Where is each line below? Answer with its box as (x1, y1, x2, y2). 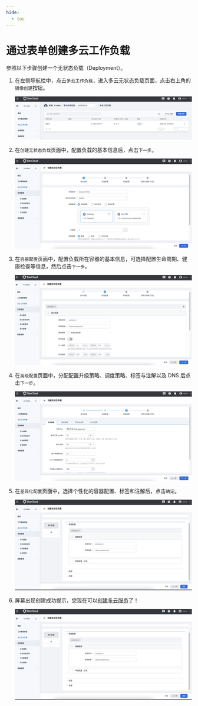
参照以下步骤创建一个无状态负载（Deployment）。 (6, 64, 126, 72)
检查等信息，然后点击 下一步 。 (19, 263, 90, 270)
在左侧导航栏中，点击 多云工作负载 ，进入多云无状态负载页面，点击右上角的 (14, 77, 192, 84)
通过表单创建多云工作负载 (6, 44, 131, 57)
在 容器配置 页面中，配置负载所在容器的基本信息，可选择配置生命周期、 (14, 255, 183, 263)
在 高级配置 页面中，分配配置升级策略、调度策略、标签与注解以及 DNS (14, 371, 179, 378)
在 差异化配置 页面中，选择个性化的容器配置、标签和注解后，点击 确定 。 (14, 488, 180, 495)
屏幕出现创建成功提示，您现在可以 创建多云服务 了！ (14, 597, 139, 604)
